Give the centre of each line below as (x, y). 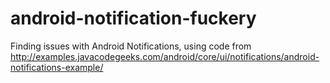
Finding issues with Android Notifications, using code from (131, 46)
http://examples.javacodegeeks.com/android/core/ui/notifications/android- (165, 56)
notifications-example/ (57, 67)
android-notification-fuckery (133, 18)
